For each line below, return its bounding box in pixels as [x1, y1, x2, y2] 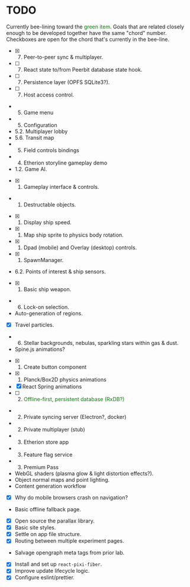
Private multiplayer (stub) [23, 426, 86, 433]
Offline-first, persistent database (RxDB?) [23, 396, 125, 402]
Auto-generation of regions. [14, 309, 83, 317]
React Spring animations [22, 383, 82, 390]
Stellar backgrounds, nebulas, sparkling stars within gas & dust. [23, 340, 179, 346]
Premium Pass [23, 464, 59, 470]
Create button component [23, 363, 87, 370]
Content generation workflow [14, 483, 86, 489]
